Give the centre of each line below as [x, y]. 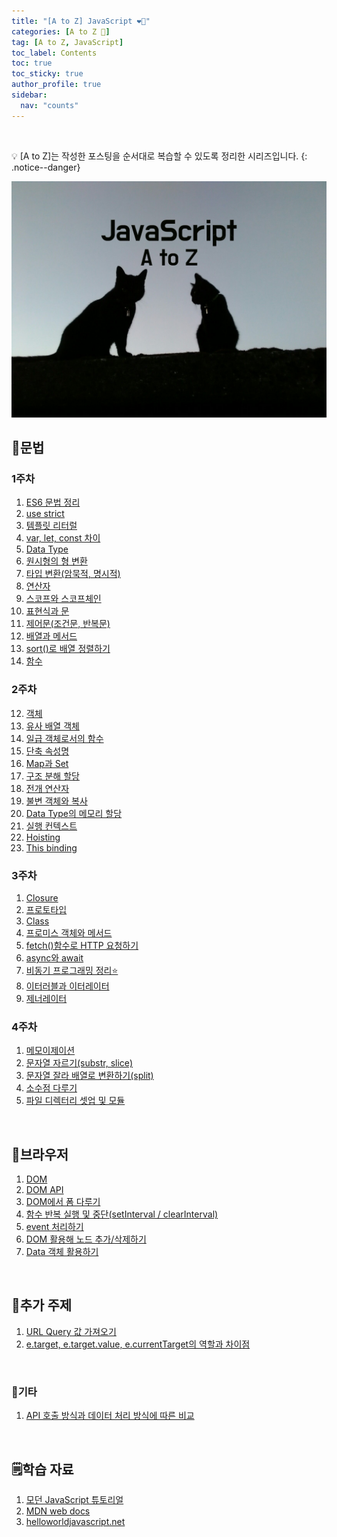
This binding [51, 847]
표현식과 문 [47, 611]
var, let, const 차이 [63, 538]
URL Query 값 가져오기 [71, 1331]
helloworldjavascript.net [75, 1521]
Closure [42, 897]
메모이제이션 [50, 1051]
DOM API [44, 1190]
